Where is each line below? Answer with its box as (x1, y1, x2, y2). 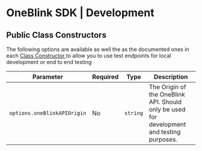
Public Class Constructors (6, 30, 107, 40)
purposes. (148, 135, 178, 143)
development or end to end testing (6, 59, 92, 65)
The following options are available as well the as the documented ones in (6, 46, 189, 53)
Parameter (32, 73, 63, 81)
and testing (148, 128, 181, 136)
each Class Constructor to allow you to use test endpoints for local (6, 52, 171, 59)
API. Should (148, 98, 182, 106)
